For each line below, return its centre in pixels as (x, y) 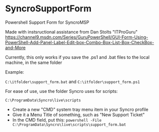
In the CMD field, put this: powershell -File (57, 120)
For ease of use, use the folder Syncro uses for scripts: (62, 91)
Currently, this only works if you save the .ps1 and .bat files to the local (78, 57)
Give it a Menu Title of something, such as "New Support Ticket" (79, 115)
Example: (15, 72)
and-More (15, 47)
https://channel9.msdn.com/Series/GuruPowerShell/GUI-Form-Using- (77, 37)
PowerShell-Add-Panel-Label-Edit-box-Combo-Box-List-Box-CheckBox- (80, 42)
